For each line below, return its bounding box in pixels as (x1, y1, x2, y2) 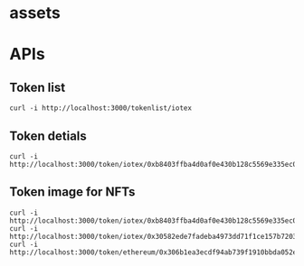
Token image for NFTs (9, 184, 136, 200)
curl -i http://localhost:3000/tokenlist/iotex (9, 104, 193, 113)
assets (9, 3, 62, 23)
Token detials (9, 128, 88, 143)
